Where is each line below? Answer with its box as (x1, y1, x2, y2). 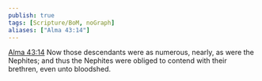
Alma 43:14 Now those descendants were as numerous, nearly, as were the (8, 48, 255, 57)
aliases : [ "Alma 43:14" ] (8, 26, 90, 34)
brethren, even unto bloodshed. (8, 64, 112, 74)
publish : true (8, 11, 55, 20)
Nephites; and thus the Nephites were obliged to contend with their (8, 56, 227, 65)
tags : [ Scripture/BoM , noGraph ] (8, 19, 115, 27)
